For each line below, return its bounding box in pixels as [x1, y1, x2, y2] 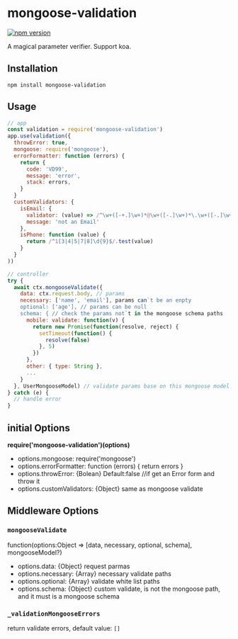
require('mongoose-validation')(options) [7, 441, 130, 449]
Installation [7, 62, 58, 75]
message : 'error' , [25, 172, 81, 179]
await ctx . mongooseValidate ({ [13, 283, 103, 291]
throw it [17, 477, 40, 485]
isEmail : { [20, 205, 52, 212]
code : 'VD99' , [25, 165, 69, 173]
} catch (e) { [7, 389, 50, 396]
